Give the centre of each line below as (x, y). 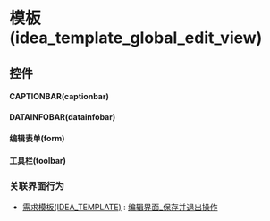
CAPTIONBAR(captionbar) (59, 97)
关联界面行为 (37, 186)
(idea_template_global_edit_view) (136, 38)
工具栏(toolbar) (38, 160)
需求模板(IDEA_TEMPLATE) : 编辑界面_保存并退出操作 (120, 208)
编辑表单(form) (37, 139)
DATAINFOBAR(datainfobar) (63, 116)
